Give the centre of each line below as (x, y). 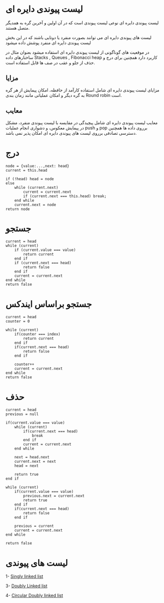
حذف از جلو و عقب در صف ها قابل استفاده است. (50, 62)
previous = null (22, 414)
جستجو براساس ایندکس (49, 304)
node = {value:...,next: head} (37, 166)
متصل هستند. (18, 28)
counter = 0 (18, 321)
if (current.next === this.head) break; (65, 196)
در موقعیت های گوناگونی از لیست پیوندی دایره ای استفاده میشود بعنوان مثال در (78, 52)
